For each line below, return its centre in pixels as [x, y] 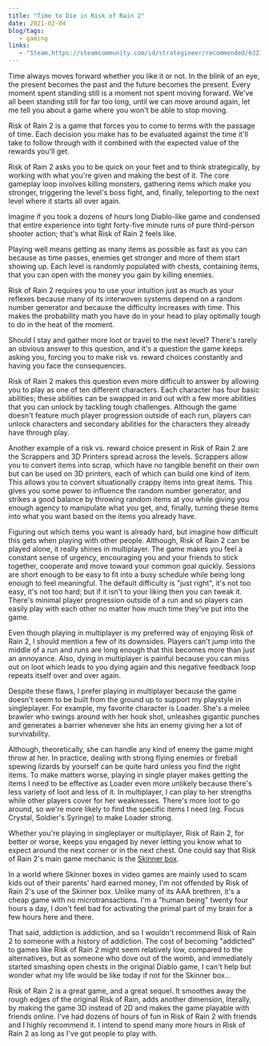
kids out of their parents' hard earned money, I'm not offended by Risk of [128, 883]
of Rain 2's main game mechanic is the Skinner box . [94, 859]
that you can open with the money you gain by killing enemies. [111, 275]
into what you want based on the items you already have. [102, 516]
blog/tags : [26, 31]
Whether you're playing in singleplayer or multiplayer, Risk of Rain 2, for [126, 833]
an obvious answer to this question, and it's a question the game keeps [125, 349]
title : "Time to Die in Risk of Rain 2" [77, 16]
